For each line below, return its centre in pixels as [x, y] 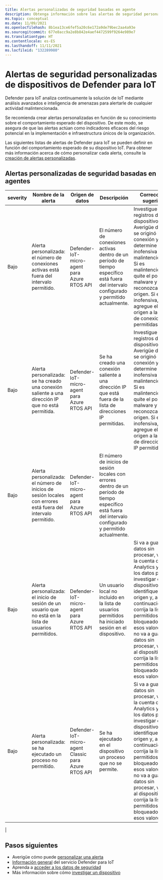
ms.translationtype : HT [29, 37]
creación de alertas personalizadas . [41, 158]
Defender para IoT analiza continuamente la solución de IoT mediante [74, 98]
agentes [18, 181]
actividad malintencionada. [32, 108]
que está [109, 393]
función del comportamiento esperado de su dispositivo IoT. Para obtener [79, 148]
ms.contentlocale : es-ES [30, 41]
